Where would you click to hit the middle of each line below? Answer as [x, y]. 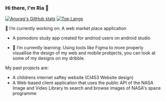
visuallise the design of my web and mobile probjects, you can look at [84, 53]
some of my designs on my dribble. [49, 58]
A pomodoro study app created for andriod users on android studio [81, 38]
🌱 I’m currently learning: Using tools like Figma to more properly [78, 48]
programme [24, 94]
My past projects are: [27, 68]
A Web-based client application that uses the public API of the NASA [83, 83]
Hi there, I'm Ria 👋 [27, 8]
